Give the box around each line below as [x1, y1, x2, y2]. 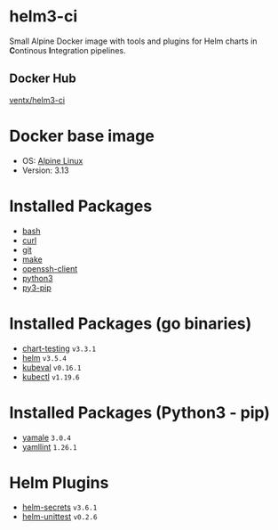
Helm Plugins [9, 472, 109, 493]
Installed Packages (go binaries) [9, 314, 252, 333]
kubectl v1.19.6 [21, 371, 80, 382]
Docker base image [9, 126, 155, 146]
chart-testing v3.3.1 [21, 343, 96, 354]
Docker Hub [9, 71, 77, 86]
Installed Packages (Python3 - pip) [9, 403, 271, 422]
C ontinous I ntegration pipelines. [9, 45, 126, 55]
